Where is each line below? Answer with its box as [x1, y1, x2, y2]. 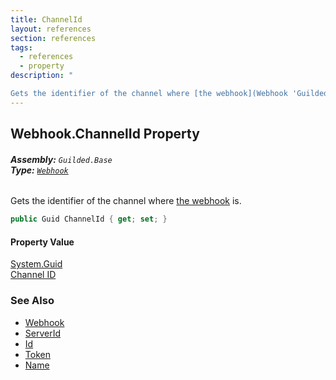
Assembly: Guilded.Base [10, 153, 113, 165]
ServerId [24, 327, 62, 339]
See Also [10, 294, 55, 308]
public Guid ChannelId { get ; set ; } [10, 214, 168, 225]
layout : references [10, 24, 92, 34]
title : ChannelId [10, 14, 83, 25]
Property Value [10, 236, 75, 248]
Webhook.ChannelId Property [10, 126, 200, 143]
